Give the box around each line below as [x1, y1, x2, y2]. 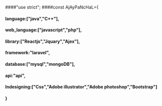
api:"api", [5, 72, 26, 79]
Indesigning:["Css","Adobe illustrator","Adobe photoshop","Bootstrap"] [5, 84, 158, 90]
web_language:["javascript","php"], [5, 27, 82, 33]
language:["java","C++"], [5, 15, 60, 21]
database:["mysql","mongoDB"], [5, 61, 76, 67]
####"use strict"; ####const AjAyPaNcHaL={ [5, 4, 99, 10]
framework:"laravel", [5, 50, 50, 56]
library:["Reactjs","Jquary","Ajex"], [5, 38, 81, 44]
